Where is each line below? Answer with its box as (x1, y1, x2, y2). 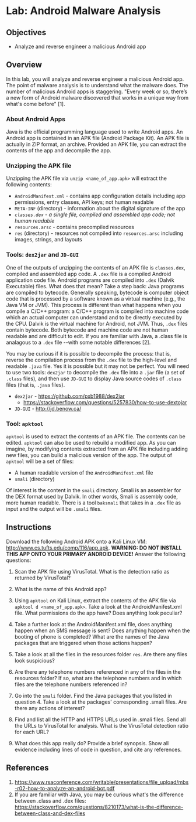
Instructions (6, 523, 51, 533)
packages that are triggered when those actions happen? (14, 639, 153, 646)
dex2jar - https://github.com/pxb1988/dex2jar (14, 393, 125, 400)
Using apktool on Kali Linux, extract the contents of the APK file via (14, 596, 176, 604)
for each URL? (14, 728, 50, 735)
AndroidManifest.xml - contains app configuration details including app (14, 192, 185, 200)
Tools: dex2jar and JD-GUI (6, 251, 79, 259)
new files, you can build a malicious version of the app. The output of (6, 452, 173, 458)
